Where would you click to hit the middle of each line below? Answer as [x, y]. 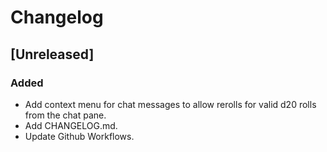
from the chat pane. [65, 115]
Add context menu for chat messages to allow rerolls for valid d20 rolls [170, 104]
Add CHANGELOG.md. [71, 125]
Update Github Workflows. [79, 136]
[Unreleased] [52, 54]
